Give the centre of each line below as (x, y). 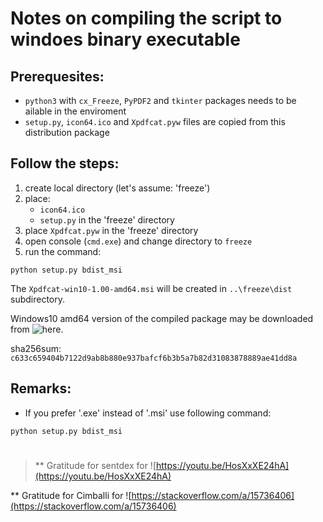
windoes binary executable (125, 39)
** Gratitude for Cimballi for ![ (71, 495)
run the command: (63, 251)
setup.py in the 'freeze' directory (107, 219)
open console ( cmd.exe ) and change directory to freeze (138, 241)
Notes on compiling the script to (146, 18)
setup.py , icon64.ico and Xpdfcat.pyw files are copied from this (155, 121)
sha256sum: (36, 348)
